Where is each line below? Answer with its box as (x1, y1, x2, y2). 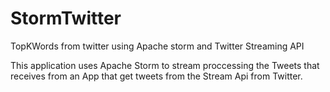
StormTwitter (10, 7, 122, 30)
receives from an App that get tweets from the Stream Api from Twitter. (10, 70, 303, 82)
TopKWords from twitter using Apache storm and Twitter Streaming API (10, 40, 305, 52)
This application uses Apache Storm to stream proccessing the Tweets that (10, 59, 320, 71)
